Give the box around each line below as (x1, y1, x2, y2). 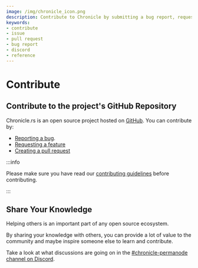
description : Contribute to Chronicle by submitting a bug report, (6, 14, 176, 20)
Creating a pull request (14, 147, 71, 154)
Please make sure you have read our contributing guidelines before (6, 170, 170, 177)
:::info (6, 158, 20, 166)
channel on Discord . (6, 256, 55, 263)
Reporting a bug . (14, 134, 56, 141)
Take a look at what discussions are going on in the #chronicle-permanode (6, 249, 188, 256)
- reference (6, 52, 35, 58)
